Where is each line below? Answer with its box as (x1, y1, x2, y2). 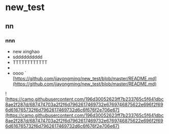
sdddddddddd (12, 54, 43, 60)
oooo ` (12, 70, 26, 76)
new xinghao (12, 48, 40, 54)
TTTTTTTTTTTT (12, 59, 48, 65)
